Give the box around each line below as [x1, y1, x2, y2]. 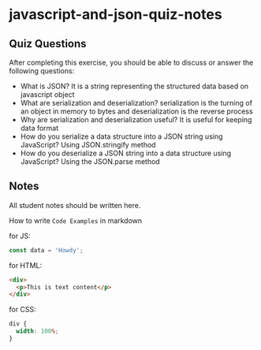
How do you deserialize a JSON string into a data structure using [20, 148, 232, 158]
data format [20, 124, 59, 132]
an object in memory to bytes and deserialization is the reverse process [20, 106, 253, 116]
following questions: [9, 66, 75, 76]
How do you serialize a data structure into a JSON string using [20, 132, 223, 141]
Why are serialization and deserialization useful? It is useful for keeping [20, 115, 252, 124]
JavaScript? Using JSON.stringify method [20, 140, 156, 149]
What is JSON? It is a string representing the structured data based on [20, 81, 249, 91]
